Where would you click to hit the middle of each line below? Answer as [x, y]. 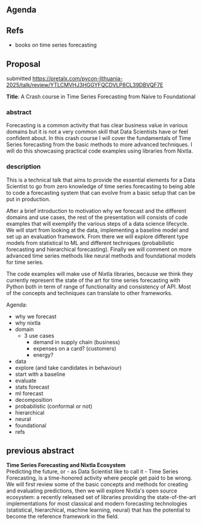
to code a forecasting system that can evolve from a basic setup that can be [101, 192]
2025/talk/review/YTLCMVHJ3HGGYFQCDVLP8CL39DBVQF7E [85, 85]
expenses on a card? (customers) [74, 348]
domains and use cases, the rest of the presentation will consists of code [97, 217]
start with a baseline [40, 374]
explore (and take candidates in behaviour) [68, 367]
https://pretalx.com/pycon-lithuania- [77, 78]
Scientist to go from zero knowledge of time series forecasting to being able [101, 186]
